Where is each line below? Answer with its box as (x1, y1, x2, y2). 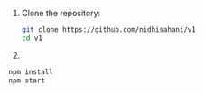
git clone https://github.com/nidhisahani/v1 (21, 25, 196, 34)
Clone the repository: (21, 8, 101, 18)
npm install (8, 67, 53, 76)
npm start (8, 76, 46, 85)
